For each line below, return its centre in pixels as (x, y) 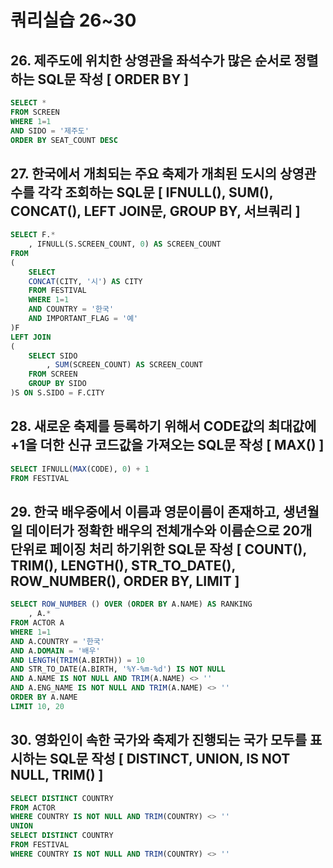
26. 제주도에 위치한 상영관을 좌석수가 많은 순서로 (151, 60)
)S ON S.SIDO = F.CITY (57, 393)
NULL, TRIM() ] (57, 775)
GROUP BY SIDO (57, 384)
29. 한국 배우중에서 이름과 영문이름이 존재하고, (145, 511)
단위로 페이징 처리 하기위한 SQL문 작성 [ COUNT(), (158, 549)
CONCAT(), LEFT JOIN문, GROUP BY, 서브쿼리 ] (155, 211)
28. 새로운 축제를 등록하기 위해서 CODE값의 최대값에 (163, 426)
